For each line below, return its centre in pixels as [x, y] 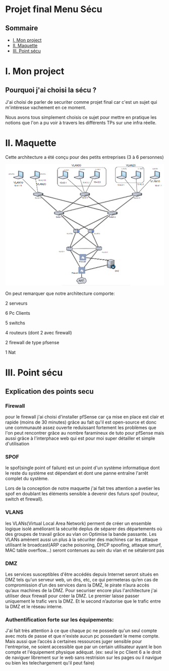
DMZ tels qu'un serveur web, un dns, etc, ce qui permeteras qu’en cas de [82, 579]
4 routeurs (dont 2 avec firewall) [39, 333]
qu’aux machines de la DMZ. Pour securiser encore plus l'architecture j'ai [81, 590]
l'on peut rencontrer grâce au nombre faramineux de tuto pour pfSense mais [85, 433]
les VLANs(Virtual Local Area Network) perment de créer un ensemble [78, 523]
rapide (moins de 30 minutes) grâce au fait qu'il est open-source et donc [81, 422]
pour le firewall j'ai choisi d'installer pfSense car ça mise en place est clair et [85, 417]
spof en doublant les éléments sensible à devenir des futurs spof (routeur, [82, 494]
